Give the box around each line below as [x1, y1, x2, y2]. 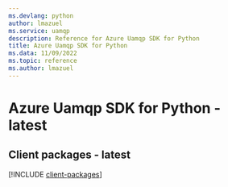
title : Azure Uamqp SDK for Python [8, 42, 128, 50]
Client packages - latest [8, 148, 131, 162]
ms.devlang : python [8, 11, 74, 20]
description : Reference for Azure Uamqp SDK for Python [8, 34, 200, 43]
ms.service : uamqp [8, 27, 70, 35]
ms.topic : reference [8, 57, 78, 65]
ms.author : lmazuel [8, 64, 74, 73]
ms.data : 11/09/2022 [8, 49, 78, 57]
